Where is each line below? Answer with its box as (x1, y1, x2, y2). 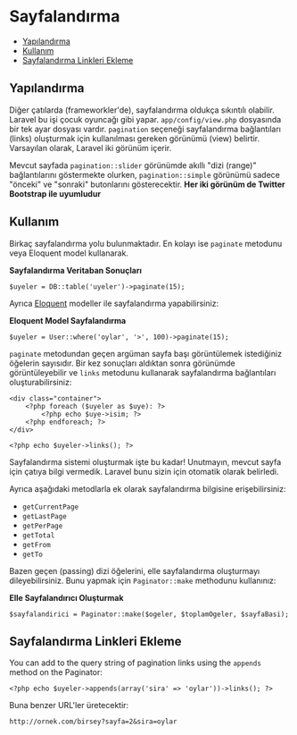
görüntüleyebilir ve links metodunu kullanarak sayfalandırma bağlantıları (9, 367, 276, 377)
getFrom (21, 540, 51, 549)
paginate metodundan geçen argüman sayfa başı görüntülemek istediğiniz (9, 348, 283, 359)
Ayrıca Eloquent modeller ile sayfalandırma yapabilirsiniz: (9, 298, 219, 308)
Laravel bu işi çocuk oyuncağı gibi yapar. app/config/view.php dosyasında (9, 114, 282, 124)
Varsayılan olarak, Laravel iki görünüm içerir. (9, 142, 172, 153)
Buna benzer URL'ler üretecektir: (9, 700, 129, 711)
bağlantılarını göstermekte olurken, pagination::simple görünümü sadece (9, 169, 281, 180)
